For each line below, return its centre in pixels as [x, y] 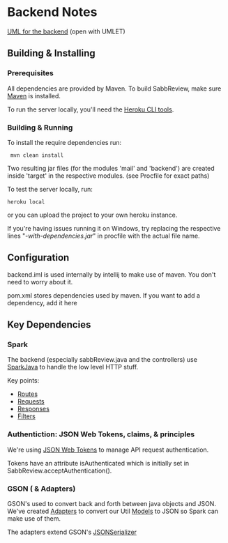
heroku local [26, 202]
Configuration [38, 258]
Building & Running [40, 128]
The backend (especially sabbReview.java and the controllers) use [102, 360]
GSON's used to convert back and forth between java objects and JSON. [112, 504]
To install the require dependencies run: [64, 142]
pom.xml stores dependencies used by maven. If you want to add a [104, 295]
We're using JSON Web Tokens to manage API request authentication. [108, 450]
